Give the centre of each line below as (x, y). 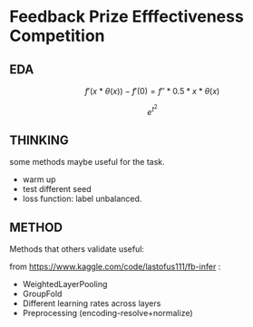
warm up (39, 179)
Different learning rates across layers (92, 303)
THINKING (39, 140)
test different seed (57, 189)
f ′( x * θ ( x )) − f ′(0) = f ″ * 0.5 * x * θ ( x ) (152, 91)
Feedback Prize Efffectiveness (127, 17)
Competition (58, 36)
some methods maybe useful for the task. (87, 162)
